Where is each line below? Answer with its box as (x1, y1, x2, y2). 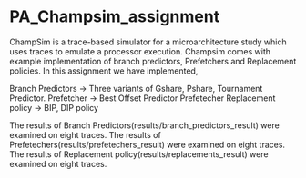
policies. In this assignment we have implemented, (9, 65, 199, 76)
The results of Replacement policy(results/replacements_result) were (9, 148, 269, 160)
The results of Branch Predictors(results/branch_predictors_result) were (9, 120, 280, 131)
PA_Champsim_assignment (9, 6, 220, 27)
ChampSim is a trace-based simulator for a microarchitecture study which (9, 36, 287, 47)
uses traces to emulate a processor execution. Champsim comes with (9, 45, 271, 56)
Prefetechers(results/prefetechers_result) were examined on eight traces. (9, 139, 285, 150)
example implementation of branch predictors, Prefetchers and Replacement (9, 55, 297, 66)
